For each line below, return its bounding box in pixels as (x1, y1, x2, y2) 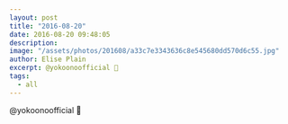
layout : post (9, 13, 58, 22)
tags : (9, 72, 30, 81)
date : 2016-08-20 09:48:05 (9, 30, 111, 39)
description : (9, 38, 58, 48)
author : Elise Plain (9, 55, 87, 64)
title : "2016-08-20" (9, 22, 87, 31)
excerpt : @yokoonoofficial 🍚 (9, 64, 119, 73)
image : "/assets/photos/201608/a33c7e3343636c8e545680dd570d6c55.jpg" (9, 47, 280, 56)
